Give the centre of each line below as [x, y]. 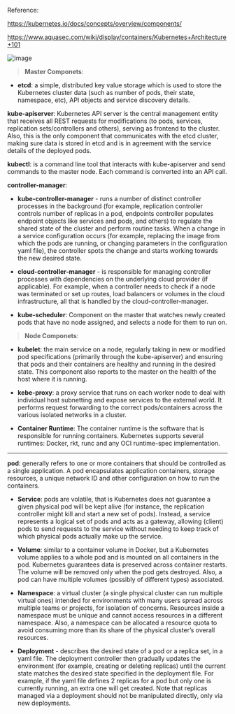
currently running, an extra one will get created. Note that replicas [112, 688]
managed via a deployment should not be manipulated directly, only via [120, 695]
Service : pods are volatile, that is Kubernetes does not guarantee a [114, 499]
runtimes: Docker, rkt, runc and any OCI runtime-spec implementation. [119, 443]
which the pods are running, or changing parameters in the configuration [122, 243]
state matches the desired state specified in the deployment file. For [115, 673]
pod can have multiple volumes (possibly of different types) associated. [121, 580]
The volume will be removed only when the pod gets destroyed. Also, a [120, 572]
